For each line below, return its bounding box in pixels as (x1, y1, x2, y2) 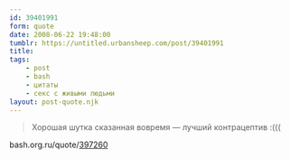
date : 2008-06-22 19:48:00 (9, 30, 111, 39)
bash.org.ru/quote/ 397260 (9, 139, 108, 150)
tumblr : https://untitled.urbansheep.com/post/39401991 (9, 38, 224, 48)
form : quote (9, 22, 54, 31)
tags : (9, 55, 30, 64)
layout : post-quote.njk (9, 97, 99, 107)
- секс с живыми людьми (25, 89, 116, 98)
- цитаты (25, 80, 59, 89)
